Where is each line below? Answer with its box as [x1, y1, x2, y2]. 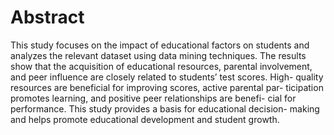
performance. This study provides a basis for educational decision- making [10, 102, 320, 115]
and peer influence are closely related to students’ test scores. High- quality [10, 71, 324, 83]
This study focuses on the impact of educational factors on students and [10, 39, 310, 51]
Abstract [10, 6, 85, 29]
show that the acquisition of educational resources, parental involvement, [10, 60, 313, 72]
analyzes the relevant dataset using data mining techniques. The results [10, 49, 307, 61]
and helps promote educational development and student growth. [10, 113, 280, 125]
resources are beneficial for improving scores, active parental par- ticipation [10, 81, 324, 93]
